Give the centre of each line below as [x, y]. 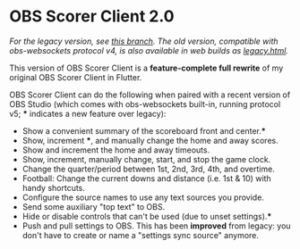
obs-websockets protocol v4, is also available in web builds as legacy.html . [149, 50]
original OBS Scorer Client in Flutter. [76, 77]
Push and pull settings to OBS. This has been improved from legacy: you [156, 226]
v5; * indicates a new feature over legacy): [88, 113]
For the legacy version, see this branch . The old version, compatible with [144, 41]
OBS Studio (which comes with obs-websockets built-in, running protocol [145, 104]
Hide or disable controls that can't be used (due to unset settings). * [147, 216]
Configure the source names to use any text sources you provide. [143, 197]
